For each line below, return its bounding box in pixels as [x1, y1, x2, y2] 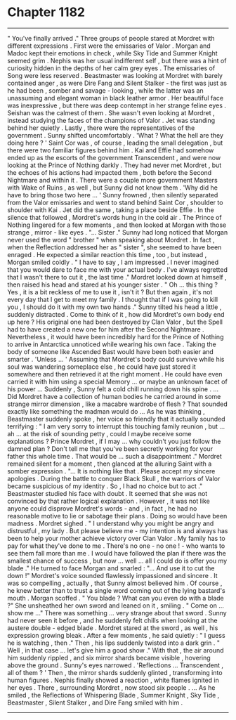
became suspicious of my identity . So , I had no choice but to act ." [7, 482, 203, 490]
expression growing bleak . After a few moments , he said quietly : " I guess [7, 631, 226, 639]
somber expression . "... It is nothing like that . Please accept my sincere [7, 466, 216, 475]
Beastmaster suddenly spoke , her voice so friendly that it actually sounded [7, 414, 226, 423]
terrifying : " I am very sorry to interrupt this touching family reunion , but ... [7, 422, 225, 431]
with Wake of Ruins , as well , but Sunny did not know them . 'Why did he [7, 183, 218, 192]
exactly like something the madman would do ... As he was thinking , [7, 407, 205, 415]
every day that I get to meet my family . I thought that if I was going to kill [7, 295, 218, 303]
